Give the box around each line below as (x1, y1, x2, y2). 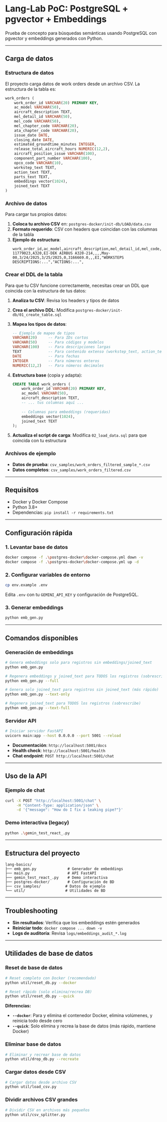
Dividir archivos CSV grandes (5, 1096, 78, 1103)
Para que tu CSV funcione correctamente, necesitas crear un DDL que (5, 282, 149, 288)
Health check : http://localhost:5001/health (12, 748, 106, 753)
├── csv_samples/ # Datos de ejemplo (5, 884, 106, 889)
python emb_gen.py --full (5, 678, 59, 683)
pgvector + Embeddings (5, 13, 107, 25)
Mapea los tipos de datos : (12, 321, 67, 327)
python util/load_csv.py (5, 1084, 57, 1090)
